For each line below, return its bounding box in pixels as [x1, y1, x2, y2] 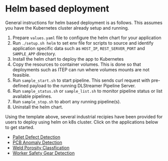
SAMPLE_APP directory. [12, 51, 57, 57]
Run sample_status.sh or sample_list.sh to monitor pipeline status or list [12, 88, 162, 94]
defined [12, 82, 29, 88]
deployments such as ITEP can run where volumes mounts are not [12, 66, 149, 73]
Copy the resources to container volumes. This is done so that [12, 61, 141, 67]
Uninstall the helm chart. [12, 104, 63, 110]
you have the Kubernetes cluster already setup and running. [5, 25, 129, 31]
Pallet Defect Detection [12, 134, 61, 140]
